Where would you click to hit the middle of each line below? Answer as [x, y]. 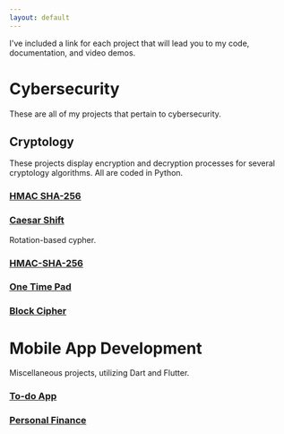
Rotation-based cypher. [53, 239]
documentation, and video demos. [73, 52]
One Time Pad [40, 287]
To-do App [33, 396]
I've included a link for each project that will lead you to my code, [129, 43]
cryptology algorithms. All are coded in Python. [96, 173]
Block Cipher [38, 311]
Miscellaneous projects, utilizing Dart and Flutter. [99, 373]
